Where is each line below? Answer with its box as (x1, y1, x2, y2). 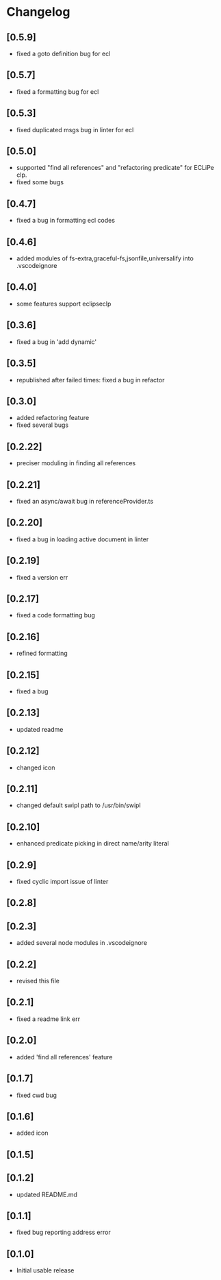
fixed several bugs (16, 421, 69, 429)
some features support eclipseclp (16, 299, 112, 308)
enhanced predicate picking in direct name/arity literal (16, 839, 169, 848)
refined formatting (16, 649, 68, 658)
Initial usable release (16, 1266, 75, 1275)
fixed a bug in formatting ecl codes (16, 217, 116, 225)
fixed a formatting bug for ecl (16, 87, 99, 96)
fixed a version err (16, 573, 68, 581)
